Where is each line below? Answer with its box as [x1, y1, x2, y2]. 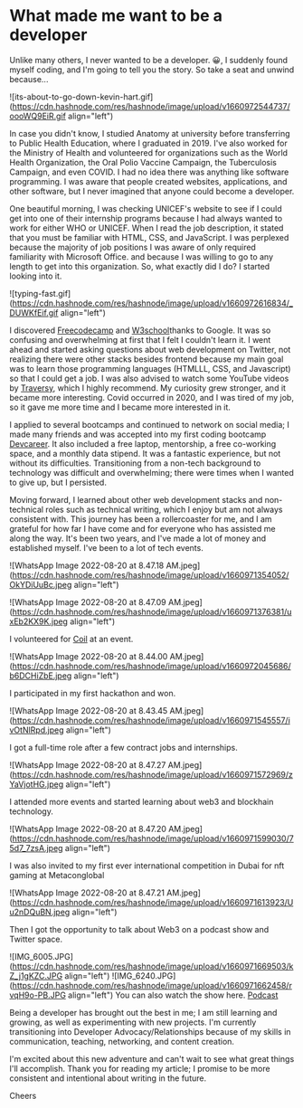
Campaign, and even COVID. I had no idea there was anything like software [9, 166, 289, 177]
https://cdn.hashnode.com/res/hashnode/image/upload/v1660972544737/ [12, 100, 291, 111]
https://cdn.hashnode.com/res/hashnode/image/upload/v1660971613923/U [12, 896, 294, 907]
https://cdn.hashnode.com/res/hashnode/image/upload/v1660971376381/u [12, 606, 292, 617]
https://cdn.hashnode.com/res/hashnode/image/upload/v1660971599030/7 [12, 833, 294, 844]
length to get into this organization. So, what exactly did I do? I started [9, 260, 270, 271]
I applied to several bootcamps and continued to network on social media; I [9, 419, 289, 430]
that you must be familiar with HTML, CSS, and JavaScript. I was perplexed [9, 232, 289, 242]
